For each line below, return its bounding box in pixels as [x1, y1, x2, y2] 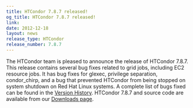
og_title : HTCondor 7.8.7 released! [6, 14, 96, 20]
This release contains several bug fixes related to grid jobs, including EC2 [6, 64, 184, 71]
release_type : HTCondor [6, 36, 65, 42]
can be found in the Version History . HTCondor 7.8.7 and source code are [6, 89, 184, 96]
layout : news [6, 31, 38, 37]
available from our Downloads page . [6, 95, 94, 102]
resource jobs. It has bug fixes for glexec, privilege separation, [6, 70, 158, 77]
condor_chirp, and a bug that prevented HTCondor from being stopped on [6, 76, 186, 83]
